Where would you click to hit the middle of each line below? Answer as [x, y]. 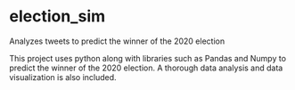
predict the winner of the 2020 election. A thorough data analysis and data [146, 68]
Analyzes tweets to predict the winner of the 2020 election [117, 41]
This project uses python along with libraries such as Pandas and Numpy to [148, 58]
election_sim [57, 16]
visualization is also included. [63, 77]
